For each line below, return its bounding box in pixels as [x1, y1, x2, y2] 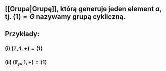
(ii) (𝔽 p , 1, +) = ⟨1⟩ [5, 58, 47, 66]
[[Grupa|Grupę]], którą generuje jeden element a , [5, 5, 162, 13]
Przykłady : [5, 29, 40, 38]
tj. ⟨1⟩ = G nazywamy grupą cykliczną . [5, 13, 126, 21]
